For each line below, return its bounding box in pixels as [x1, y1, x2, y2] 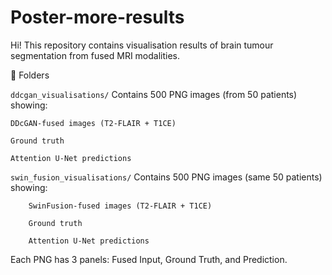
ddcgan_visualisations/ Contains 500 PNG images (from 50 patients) [10, 88, 298, 100]
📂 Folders [10, 69, 50, 81]
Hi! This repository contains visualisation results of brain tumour [10, 39, 274, 51]
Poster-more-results [10, 6, 185, 29]
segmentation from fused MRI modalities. [10, 49, 181, 61]
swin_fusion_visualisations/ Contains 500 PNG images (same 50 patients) [10, 171, 323, 183]
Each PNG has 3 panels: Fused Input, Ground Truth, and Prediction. [10, 253, 288, 265]
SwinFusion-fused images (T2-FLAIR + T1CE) [28, 201, 213, 211]
